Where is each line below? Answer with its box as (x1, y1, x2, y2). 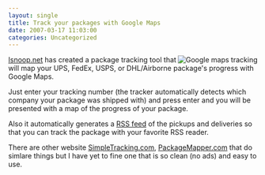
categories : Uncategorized (8, 33, 97, 42)
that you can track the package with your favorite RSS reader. (8, 128, 210, 137)
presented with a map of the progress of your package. (8, 104, 188, 114)
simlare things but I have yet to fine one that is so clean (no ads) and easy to (8, 151, 257, 161)
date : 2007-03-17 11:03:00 (8, 26, 97, 34)
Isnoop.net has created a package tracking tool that (8, 55, 176, 65)
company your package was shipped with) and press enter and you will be (8, 95, 252, 105)
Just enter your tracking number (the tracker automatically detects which (8, 87, 247, 97)
